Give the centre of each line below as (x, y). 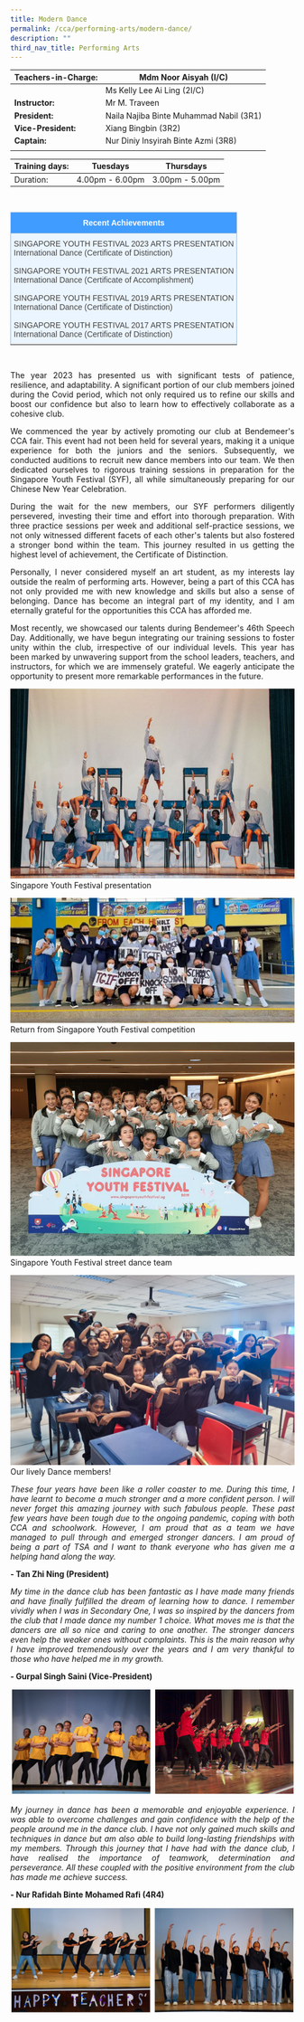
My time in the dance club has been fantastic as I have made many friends (152, 1591)
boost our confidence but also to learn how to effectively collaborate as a (152, 404)
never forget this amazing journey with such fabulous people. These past (152, 1508)
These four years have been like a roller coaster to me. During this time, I (152, 1489)
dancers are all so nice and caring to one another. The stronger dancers (152, 1629)
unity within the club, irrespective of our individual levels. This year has (152, 647)
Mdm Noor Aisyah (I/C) (184, 77)
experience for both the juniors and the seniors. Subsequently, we (152, 451)
